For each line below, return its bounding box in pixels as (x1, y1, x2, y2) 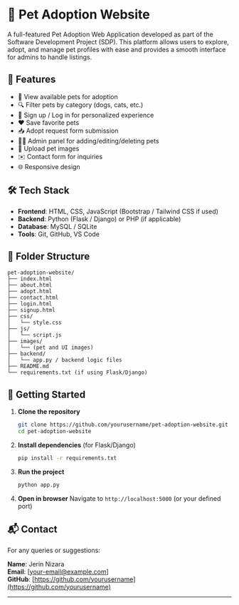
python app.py (17, 481, 60, 488)
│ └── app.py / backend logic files (7, 357, 122, 364)
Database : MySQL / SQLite (17, 222, 97, 230)
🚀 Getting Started (7, 388, 86, 400)
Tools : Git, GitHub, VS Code (17, 230, 100, 238)
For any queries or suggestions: (7, 546, 101, 554)
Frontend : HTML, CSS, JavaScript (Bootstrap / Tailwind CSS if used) (17, 207, 219, 215)
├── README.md (7, 363, 50, 370)
